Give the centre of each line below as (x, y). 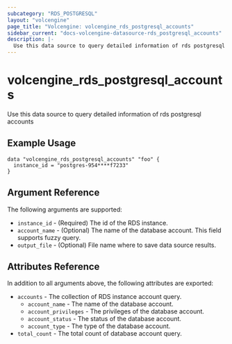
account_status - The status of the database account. (105, 319)
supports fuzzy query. (49, 237)
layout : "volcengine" (39, 20)
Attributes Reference (53, 267)
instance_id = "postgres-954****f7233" (71, 165)
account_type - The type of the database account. (99, 326)
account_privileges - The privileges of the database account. (116, 311)
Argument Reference (53, 192)
